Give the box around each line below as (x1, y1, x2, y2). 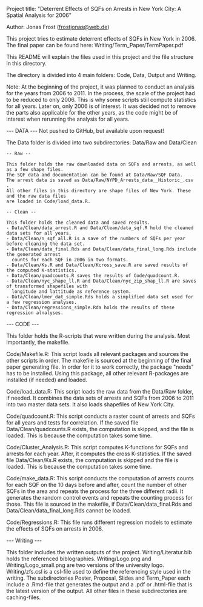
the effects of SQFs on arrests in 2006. (6, 525, 104, 532)
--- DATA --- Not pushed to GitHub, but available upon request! (6, 127, 165, 134)
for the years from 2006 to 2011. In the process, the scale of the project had (6, 90, 195, 96)
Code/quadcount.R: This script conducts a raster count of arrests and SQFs (6, 412, 195, 420)
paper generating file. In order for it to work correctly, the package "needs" (6, 363, 194, 371)
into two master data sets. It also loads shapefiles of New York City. (6, 401, 175, 408)
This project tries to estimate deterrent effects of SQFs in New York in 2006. (6, 35, 196, 42)
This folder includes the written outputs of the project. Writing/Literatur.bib (6, 549, 192, 555)
